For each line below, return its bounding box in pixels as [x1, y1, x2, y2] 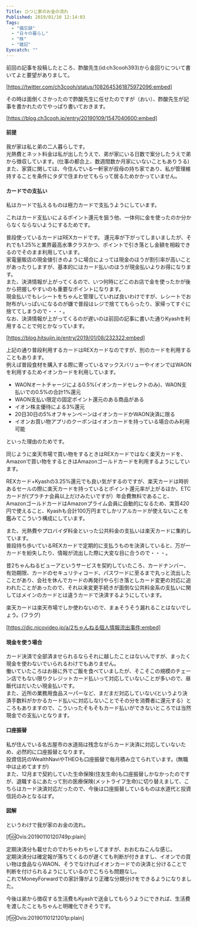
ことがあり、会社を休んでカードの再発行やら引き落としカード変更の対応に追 [6, 577, 191, 584]
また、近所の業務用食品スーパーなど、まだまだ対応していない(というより [6, 690, 183, 697]
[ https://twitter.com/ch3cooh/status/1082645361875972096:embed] [6, 83, 172, 90]
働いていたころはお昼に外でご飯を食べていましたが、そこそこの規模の [6, 668, 176, 675]
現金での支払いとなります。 [6, 712, 73, 719]
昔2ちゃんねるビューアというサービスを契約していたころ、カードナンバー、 [6, 562, 189, 569]
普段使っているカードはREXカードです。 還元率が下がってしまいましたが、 [6, 234, 186, 241]
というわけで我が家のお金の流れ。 [6, 821, 89, 828]
